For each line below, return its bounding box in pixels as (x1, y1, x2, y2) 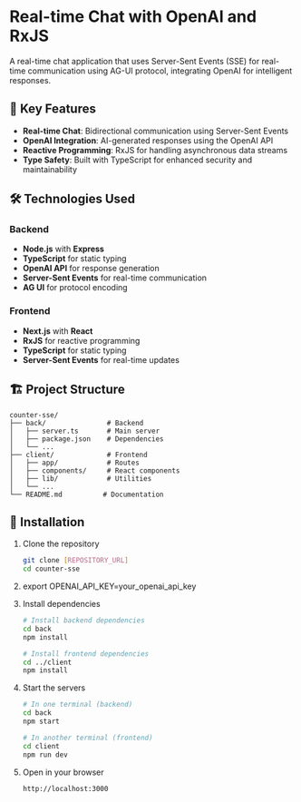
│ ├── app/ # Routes (9, 458, 141, 467)
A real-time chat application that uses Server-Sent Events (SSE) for (9, 55, 260, 66)
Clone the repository (22, 538, 100, 550)
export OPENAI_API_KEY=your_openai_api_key (22, 581, 197, 592)
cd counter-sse (22, 564, 81, 573)
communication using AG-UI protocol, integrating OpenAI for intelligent (27, 65, 293, 76)
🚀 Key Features (9, 102, 97, 117)
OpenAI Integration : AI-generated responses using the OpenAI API (22, 134, 274, 146)
